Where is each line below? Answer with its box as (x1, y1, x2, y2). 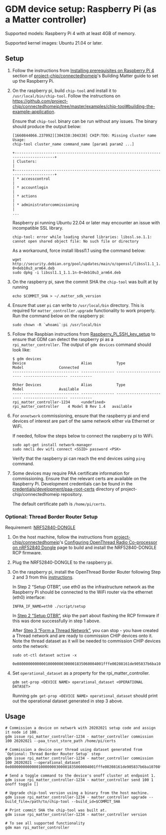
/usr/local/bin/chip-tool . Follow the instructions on (12, 93, 121, 98)
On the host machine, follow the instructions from (12, 534, 113, 540)
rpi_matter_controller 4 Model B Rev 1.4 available (12, 404, 132, 409)
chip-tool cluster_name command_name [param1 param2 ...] (12, 142, 134, 147)
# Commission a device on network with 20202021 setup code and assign (5, 725, 156, 731)
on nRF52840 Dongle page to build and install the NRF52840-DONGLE (12, 544, 157, 550)
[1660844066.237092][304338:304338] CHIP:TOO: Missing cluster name (12, 133, 157, 138)
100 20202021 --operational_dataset (5, 760, 81, 765)
